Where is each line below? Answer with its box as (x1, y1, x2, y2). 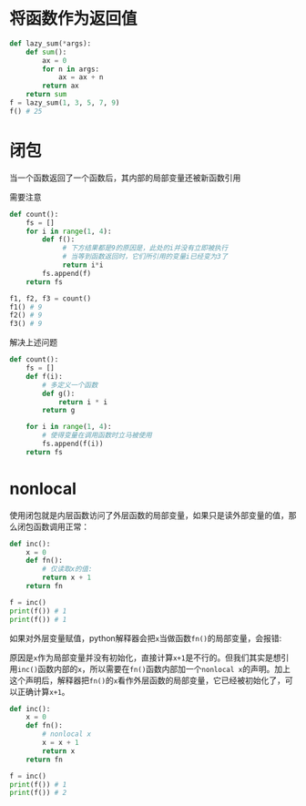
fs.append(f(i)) (42, 439, 104, 448)
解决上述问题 (9, 337, 57, 348)
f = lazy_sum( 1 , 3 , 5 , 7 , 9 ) (9, 98, 120, 107)
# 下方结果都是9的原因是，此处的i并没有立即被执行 (62, 243, 229, 253)
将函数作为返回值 (9, 8, 138, 29)
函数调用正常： (33, 521, 89, 532)
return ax (42, 81, 79, 91)
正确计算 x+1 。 (16, 686, 70, 697)
